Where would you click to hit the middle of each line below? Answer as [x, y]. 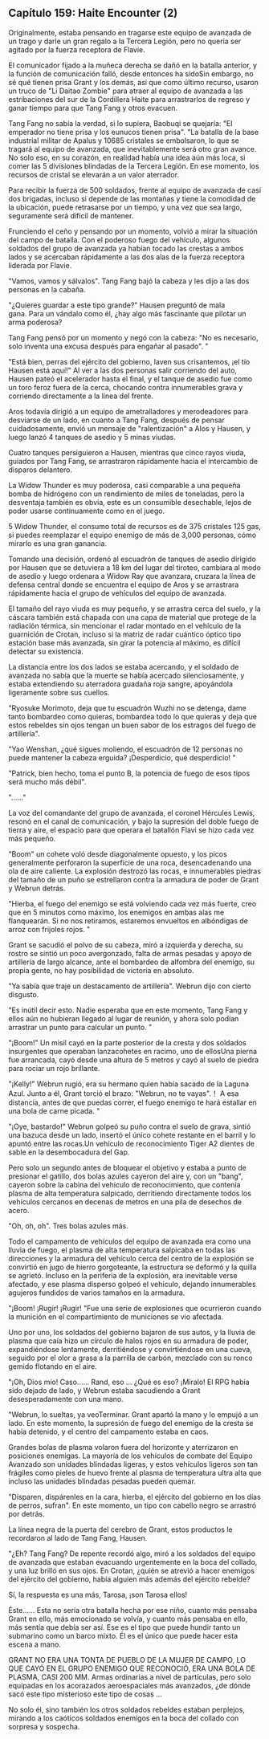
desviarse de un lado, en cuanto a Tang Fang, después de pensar [116, 420]
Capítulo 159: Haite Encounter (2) [93, 13]
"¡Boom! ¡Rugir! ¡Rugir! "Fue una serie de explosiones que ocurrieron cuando [135, 1308]
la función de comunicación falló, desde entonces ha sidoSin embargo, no [131, 73]
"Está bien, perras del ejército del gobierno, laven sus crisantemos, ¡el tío [129, 361]
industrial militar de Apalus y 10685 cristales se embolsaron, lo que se [124, 141]
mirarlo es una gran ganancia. [57, 543]
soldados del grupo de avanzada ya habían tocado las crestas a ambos [126, 248]
